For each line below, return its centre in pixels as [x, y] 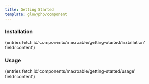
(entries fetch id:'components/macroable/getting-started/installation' [75, 42]
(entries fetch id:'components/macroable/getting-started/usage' [70, 71]
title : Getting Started [30, 10]
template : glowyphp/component [36, 14]
